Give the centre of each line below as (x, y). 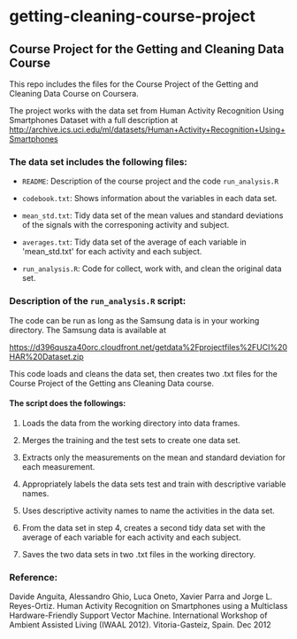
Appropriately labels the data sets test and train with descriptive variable (154, 484)
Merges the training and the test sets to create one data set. (131, 440)
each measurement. (58, 466)
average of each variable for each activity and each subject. (131, 537)
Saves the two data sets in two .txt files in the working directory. (139, 554)
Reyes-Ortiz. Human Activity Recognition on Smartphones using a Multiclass (148, 606)
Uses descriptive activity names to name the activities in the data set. (148, 510)
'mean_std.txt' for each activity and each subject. (112, 252)
